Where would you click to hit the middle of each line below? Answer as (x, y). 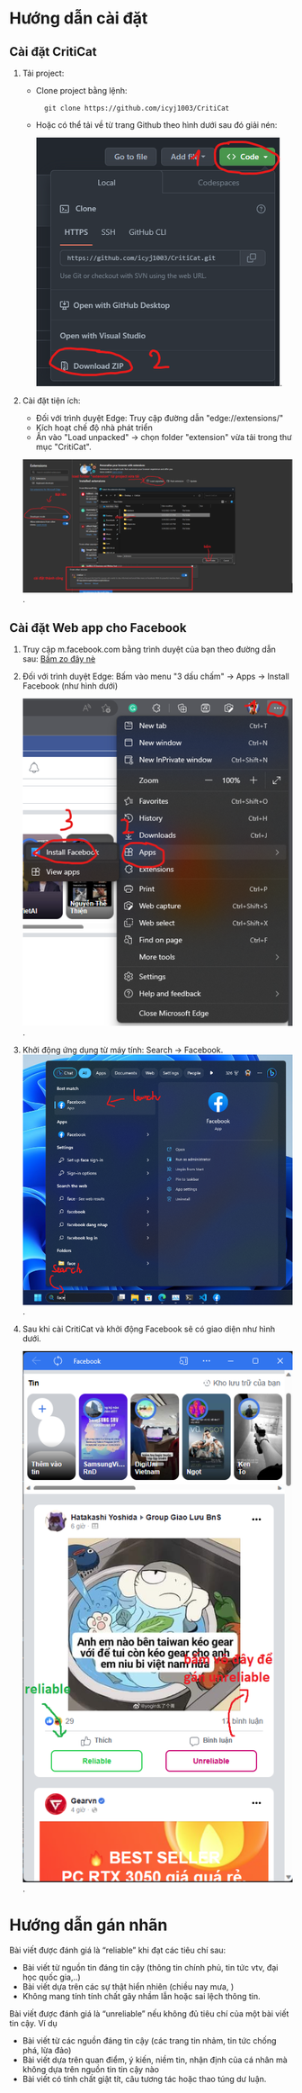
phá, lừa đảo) (47, 2050)
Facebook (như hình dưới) (70, 686)
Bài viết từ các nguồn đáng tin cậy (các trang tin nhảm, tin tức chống (149, 2040)
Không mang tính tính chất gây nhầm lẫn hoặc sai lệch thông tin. (141, 1996)
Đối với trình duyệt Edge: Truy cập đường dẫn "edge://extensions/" (160, 418)
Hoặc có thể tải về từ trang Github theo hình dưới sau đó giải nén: (156, 125)
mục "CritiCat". (63, 447)
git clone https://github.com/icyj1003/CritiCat (137, 108)
